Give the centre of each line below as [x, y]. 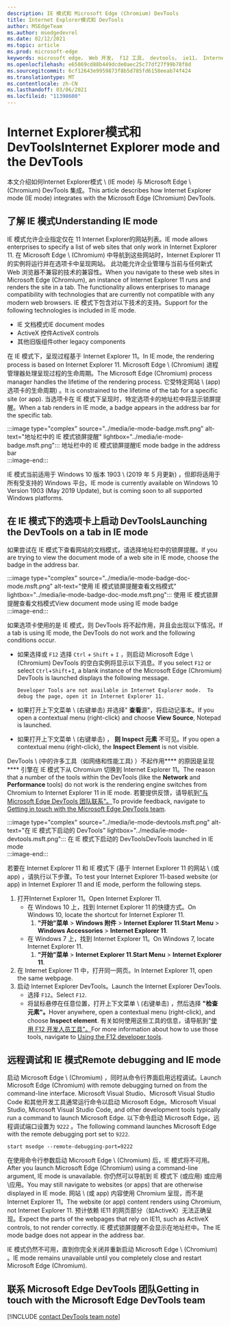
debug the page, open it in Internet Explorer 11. [91, 696]
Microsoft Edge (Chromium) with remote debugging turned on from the [107, 1085]
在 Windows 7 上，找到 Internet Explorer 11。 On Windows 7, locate [120, 938]
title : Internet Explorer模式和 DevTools [65, 20]
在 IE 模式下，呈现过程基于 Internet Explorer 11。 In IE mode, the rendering [111, 356]
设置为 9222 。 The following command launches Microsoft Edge [127, 1127]
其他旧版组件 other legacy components [71, 341]
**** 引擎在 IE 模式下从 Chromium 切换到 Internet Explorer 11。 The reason [111, 769]
